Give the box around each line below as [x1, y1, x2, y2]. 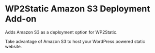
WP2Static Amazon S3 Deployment [5, 3, 150, 14]
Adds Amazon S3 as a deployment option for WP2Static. [5, 29, 118, 35]
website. [5, 43, 22, 49]
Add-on [5, 13, 37, 24]
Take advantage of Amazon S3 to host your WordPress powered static [5, 38, 145, 44]
